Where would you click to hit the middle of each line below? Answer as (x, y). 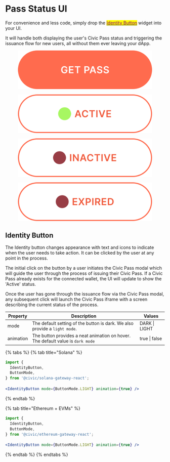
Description (84, 316)
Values (151, 316)
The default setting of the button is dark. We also (83, 323)
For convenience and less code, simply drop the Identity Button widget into (83, 23)
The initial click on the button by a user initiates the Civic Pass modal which (83, 268)
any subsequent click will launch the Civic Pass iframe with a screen (76, 300)
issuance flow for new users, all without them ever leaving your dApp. (78, 43)
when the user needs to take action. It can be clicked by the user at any (80, 253)
